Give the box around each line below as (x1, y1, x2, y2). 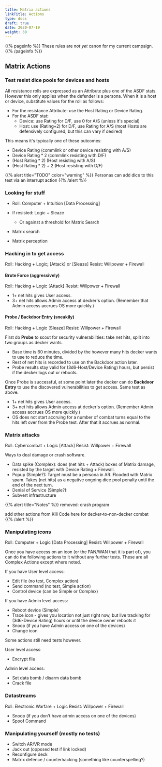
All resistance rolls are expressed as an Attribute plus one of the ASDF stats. (5, 88, 157, 94)
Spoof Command (12, 718, 46, 724)
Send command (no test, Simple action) (12, 583, 91, 589)
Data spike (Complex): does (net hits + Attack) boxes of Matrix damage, (12, 461, 155, 467)
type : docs (5, 16, 27, 21)
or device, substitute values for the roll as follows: (5, 98, 104, 104)
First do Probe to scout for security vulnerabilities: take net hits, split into (5, 334, 150, 340)
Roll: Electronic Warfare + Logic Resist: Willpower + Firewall (5, 703, 124, 709)
